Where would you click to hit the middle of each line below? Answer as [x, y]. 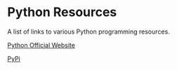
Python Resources [62, 12]
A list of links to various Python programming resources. [88, 31]
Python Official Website [41, 45]
